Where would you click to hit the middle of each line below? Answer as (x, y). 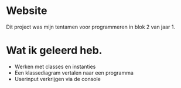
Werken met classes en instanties (55, 66)
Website (27, 11)
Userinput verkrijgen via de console (58, 79)
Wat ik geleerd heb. (54, 50)
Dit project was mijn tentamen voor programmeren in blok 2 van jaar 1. (91, 27)
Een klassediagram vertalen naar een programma (74, 73)
